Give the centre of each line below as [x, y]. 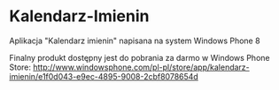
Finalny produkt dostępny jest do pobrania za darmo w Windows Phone [139, 57]
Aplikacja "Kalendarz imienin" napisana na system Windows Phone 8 [135, 41]
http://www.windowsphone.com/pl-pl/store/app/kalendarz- [141, 67]
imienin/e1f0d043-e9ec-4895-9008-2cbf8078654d [104, 76]
